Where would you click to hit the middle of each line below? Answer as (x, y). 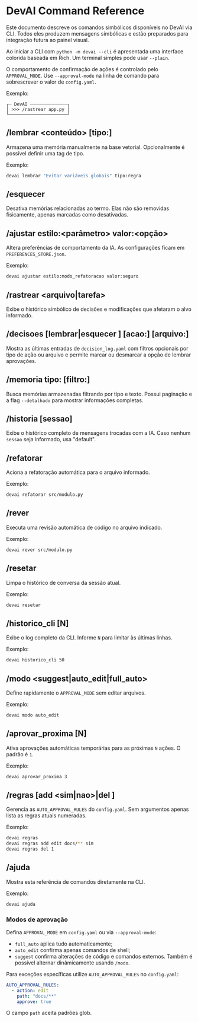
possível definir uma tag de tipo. (45, 153)
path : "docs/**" (37, 996)
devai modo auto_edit (33, 715)
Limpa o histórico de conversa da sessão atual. (64, 582)
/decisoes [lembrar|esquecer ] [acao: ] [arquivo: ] (98, 334)
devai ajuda (21, 904)
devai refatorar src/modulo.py (45, 495)
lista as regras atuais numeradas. (46, 816)
